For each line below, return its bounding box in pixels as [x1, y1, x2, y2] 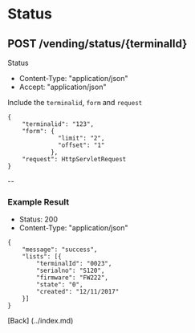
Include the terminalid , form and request [7, 98, 143, 107]
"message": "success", [22, 246, 98, 254]
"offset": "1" [58, 141, 105, 149]
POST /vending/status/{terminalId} [7, 37, 188, 51]
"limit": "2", [58, 134, 105, 142]
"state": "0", [36, 281, 83, 289]
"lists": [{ [22, 253, 62, 261]
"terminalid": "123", [22, 120, 94, 128]
